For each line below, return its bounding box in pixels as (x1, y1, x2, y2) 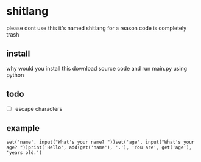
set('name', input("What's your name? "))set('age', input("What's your (6, 139, 195, 146)
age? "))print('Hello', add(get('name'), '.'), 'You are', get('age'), (6, 144, 192, 150)
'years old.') (6, 150, 43, 156)
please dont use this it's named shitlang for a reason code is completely (6, 24, 187, 32)
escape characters (15, 105, 63, 112)
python (6, 71, 24, 79)
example (6, 123, 40, 133)
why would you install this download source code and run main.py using (6, 65, 188, 72)
